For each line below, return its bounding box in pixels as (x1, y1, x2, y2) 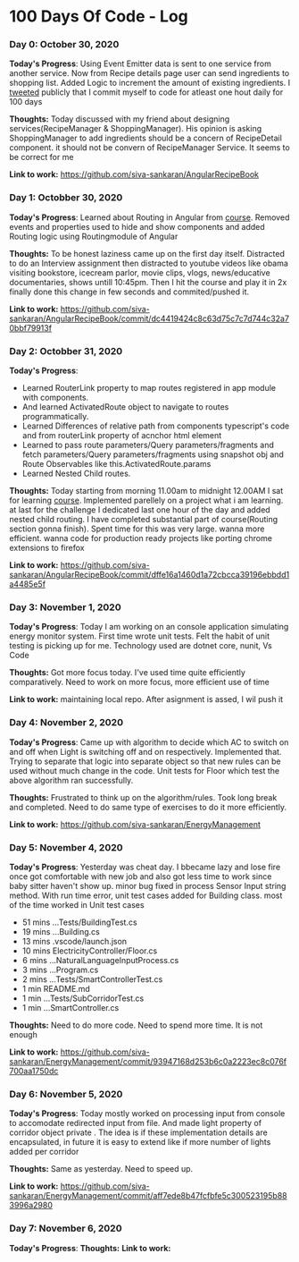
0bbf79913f (9, 322, 52, 333)
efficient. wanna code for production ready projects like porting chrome (9, 533, 272, 544)
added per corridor (9, 1147, 79, 1157)
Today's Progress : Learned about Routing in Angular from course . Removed (9, 212, 290, 223)
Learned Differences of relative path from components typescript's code (21, 420, 290, 431)
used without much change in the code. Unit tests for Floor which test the (9, 765, 280, 775)
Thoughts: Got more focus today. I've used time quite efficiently (9, 667, 245, 678)
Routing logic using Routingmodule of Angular (9, 231, 179, 241)
